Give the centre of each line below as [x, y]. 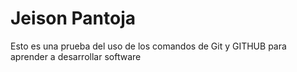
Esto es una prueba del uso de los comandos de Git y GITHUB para [148, 46]
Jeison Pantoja [73, 18]
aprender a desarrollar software [76, 56]
